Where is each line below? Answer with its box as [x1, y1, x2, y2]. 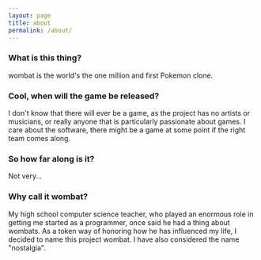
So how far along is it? [8, 153, 95, 164]
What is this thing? [8, 52, 82, 63]
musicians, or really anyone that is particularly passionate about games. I [8, 117, 246, 126]
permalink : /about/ [8, 26, 73, 34]
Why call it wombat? [8, 191, 89, 202]
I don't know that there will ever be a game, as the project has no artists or [8, 108, 251, 117]
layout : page [8, 11, 51, 20]
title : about [8, 19, 51, 27]
